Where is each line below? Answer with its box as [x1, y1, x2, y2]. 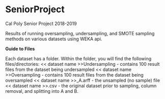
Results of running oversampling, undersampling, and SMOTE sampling [5, 30, 155, 36]
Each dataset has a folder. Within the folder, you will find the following [5, 55, 152, 62]
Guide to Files [5, 45, 35, 52]
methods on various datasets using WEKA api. [5, 36, 102, 42]
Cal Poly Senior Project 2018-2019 [5, 20, 77, 27]
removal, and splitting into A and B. [5, 88, 79, 94]
